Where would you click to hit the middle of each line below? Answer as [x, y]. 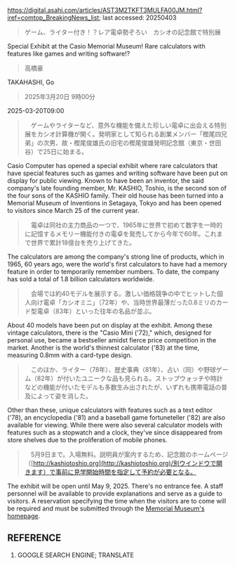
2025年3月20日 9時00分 [60, 97]
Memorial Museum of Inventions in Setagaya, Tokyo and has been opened [115, 203]
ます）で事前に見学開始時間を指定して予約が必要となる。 [113, 472]
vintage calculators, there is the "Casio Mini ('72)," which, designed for [109, 333]
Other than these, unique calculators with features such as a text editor [110, 410]
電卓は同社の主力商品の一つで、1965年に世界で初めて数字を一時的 [127, 225]
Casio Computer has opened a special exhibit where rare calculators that [113, 166]
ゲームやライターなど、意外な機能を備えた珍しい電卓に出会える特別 [128, 125]
